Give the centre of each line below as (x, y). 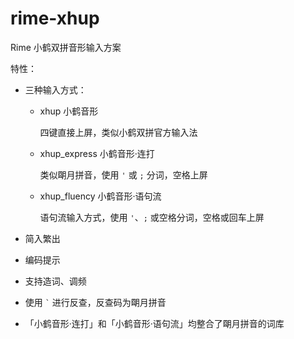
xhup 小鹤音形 (69, 111)
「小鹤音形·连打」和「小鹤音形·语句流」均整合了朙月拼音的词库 (154, 323)
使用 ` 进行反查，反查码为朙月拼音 (95, 302)
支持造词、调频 (55, 281)
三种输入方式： (55, 89)
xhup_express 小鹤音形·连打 (97, 153)
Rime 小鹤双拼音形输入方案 (66, 47)
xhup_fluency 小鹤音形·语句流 (100, 196)
